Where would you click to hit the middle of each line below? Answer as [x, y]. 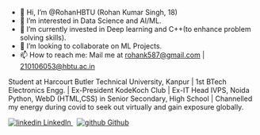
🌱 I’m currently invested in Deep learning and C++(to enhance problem [135, 29]
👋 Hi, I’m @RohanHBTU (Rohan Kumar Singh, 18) [99, 12]
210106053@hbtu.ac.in [57, 66]
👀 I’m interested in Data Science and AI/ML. [90, 21]
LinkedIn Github [86, 122]
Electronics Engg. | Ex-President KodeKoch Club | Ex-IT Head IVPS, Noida [129, 90]
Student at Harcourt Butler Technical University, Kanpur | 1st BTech [118, 82]
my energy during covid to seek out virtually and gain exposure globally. [126, 107]
